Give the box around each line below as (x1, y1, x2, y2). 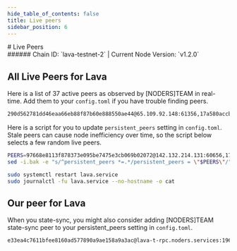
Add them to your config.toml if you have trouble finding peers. (23, 97, 209, 106)
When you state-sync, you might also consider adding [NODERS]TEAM (7, 216, 214, 224)
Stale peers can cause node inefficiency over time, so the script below (7, 131, 212, 140)
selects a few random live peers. (7, 138, 102, 147)
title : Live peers (7, 17, 61, 24)
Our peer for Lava (7, 197, 86, 209)
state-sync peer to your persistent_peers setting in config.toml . (7, 224, 193, 232)
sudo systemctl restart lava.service (7, 171, 119, 178)
